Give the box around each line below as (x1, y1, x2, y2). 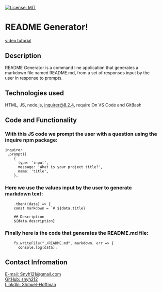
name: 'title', (17, 169, 49, 174)
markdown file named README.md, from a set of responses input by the (5, 69, 150, 75)
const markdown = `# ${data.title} (14, 206, 86, 211)
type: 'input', (17, 160, 49, 165)
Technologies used (5, 89, 64, 97)
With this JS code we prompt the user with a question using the (5, 130, 158, 137)
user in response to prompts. (5, 75, 63, 81)
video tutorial (5, 37, 32, 43)
